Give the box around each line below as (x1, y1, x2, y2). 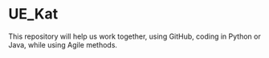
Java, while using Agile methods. (8, 39, 118, 49)
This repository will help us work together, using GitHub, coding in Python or (8, 31, 261, 41)
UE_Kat (8, 5, 59, 23)
